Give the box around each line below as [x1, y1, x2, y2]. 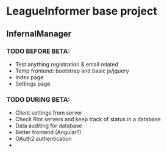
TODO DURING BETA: [6, 95, 70, 104]
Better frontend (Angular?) [15, 129, 82, 136]
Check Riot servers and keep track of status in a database [15, 116, 162, 123]
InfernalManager [6, 29, 72, 39]
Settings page [15, 80, 51, 87]
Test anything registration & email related [15, 60, 119, 68]
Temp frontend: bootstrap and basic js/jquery [15, 67, 129, 74]
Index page [15, 73, 44, 80]
